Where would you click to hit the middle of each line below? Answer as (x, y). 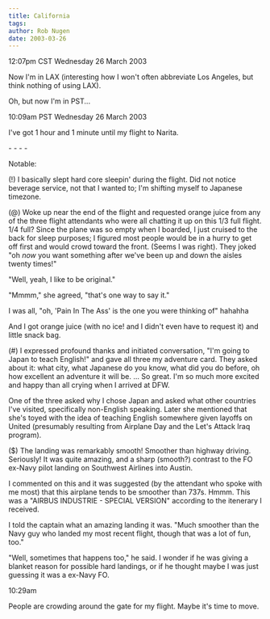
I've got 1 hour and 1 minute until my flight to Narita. (93, 133)
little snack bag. (35, 335)
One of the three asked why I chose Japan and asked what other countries (132, 401)
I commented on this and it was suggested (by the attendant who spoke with (135, 484)
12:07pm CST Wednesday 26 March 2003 (78, 61)
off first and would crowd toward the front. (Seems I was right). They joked (132, 246)
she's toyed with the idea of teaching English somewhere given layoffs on (131, 418)
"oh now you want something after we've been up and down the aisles (125, 255)
